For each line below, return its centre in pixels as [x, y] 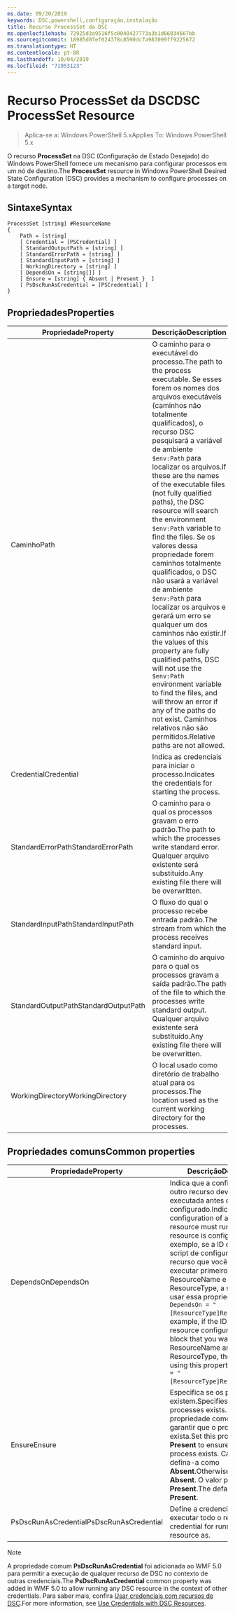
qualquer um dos [180, 624]
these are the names [186, 476]
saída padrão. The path [189, 984]
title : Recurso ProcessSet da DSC [58, 27]
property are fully [181, 651]
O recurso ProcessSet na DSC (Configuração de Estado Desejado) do [108, 156]
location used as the [185, 1100]
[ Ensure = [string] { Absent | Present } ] [87, 279]
